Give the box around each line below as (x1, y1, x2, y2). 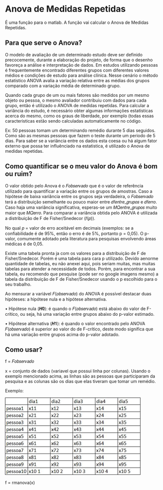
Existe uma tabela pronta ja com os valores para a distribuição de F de (5, 250, 146, 256)
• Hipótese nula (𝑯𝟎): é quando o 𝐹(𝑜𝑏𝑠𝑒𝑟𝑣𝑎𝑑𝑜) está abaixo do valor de (5, 306, 146, 311)
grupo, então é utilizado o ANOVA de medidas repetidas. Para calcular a (5, 102, 149, 108)
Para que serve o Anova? (5, 39, 83, 47)
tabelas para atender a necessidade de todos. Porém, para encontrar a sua (5, 266, 156, 272)
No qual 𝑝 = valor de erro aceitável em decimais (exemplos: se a (5, 225, 134, 231)
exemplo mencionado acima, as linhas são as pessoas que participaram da (5, 373, 156, 379)
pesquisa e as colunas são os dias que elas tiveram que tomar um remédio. (5, 379, 156, 384)
